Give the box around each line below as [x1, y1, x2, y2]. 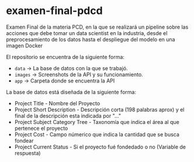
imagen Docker [6, 42, 43, 49]
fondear [14, 137, 34, 144]
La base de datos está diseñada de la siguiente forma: [6, 88, 136, 95]
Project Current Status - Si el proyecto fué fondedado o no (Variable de [14, 143, 186, 150]
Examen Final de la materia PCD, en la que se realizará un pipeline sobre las [6, 23, 189, 30]
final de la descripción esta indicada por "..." [14, 112, 122, 119]
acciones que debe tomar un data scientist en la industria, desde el [6, 29, 168, 36]
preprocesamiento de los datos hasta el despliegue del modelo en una [6, 36, 175, 43]
